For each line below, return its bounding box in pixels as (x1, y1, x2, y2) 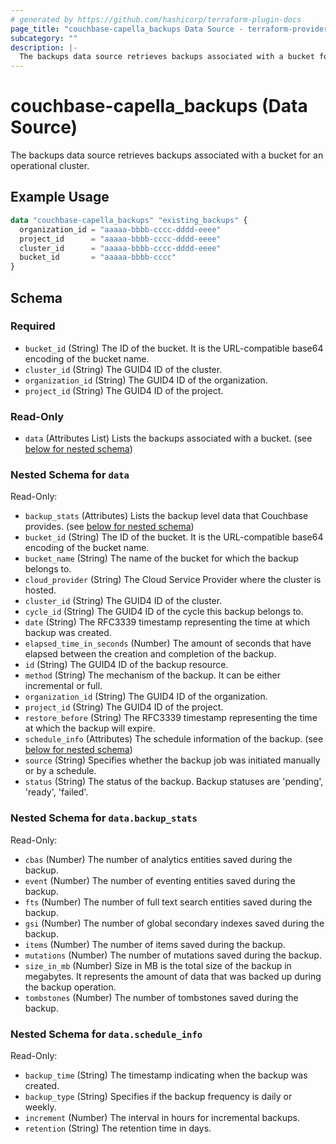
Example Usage (10, 189, 110, 206)
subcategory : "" (10, 33, 78, 43)
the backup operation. (24, 981, 117, 993)
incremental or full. (24, 680, 103, 692)
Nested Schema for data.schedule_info (10, 1027, 203, 1041)
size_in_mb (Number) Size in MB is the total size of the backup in (24, 959, 292, 971)
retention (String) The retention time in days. (24, 1122, 212, 1134)
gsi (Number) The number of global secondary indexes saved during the (24, 917, 325, 929)
